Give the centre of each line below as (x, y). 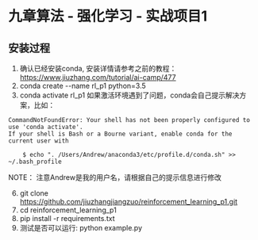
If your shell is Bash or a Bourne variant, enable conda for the (120, 134)
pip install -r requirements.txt (67, 218)
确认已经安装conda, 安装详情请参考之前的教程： (98, 69)
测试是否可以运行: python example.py (81, 228)
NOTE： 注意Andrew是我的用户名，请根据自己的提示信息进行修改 (115, 177)
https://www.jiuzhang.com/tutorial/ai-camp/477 (98, 77)
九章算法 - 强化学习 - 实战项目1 (108, 16)
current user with (39, 141)
